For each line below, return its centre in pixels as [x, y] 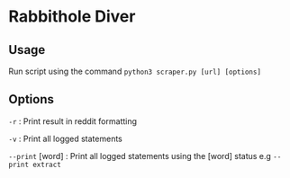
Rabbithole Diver [72, 17]
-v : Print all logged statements [66, 138]
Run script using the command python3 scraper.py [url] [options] [135, 71]
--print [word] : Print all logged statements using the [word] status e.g [140, 156]
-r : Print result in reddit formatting [72, 121]
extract [47, 165]
